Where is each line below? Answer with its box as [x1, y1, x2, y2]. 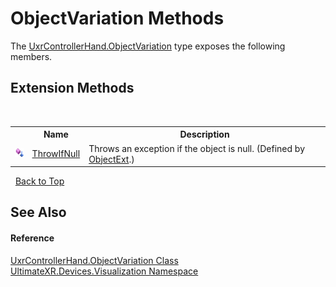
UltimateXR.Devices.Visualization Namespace [10, 265, 199, 277]
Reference [10, 232, 55, 244]
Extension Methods [10, 80, 135, 97]
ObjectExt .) [88, 153, 135, 165]
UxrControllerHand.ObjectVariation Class [10, 254, 179, 266]
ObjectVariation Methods [10, 7, 225, 30]
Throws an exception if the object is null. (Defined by [88, 142, 306, 154]
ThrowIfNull [31, 148, 81, 159]
